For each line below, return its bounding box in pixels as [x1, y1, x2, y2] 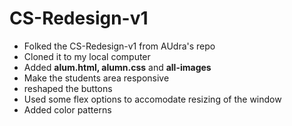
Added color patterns [23, 103, 112, 116]
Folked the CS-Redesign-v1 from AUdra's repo [23, 40, 216, 52]
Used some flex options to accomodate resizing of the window [23, 93, 282, 105]
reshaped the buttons [23, 82, 113, 94]
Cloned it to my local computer [23, 50, 151, 62]
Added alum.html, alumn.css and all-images [23, 61, 212, 73]
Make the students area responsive [23, 72, 170, 84]
